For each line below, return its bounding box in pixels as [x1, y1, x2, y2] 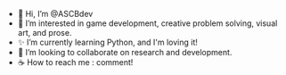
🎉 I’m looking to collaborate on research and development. [17, 47, 233, 57]
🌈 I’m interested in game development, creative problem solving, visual [17, 18, 278, 29]
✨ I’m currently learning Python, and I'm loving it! [17, 37, 199, 47]
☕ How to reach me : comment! [17, 57, 134, 67]
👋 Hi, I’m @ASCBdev [17, 9, 94, 19]
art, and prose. [17, 28, 72, 37]
